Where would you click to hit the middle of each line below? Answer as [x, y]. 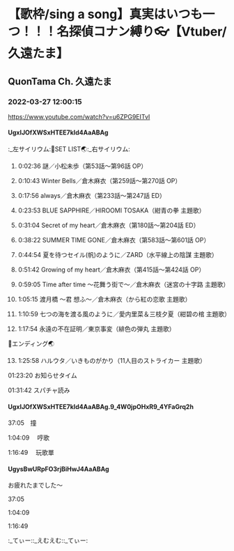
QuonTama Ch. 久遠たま [60, 81]
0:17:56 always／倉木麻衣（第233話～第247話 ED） [92, 196]
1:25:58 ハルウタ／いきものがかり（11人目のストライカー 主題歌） [112, 361]
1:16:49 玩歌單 [31, 453]
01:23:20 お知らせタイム [42, 375]
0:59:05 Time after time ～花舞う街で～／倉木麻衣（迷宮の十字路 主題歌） [124, 285]
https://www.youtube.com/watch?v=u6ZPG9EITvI [79, 116]
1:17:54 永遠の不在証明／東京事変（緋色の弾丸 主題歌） [96, 329]
